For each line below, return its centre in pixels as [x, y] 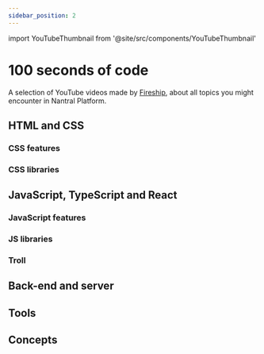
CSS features [34, 148]
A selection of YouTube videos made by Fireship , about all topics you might [131, 92]
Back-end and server [61, 286]
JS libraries [31, 239]
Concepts [33, 340]
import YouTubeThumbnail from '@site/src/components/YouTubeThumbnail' [132, 38]
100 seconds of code [78, 70]
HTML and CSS [46, 125]
